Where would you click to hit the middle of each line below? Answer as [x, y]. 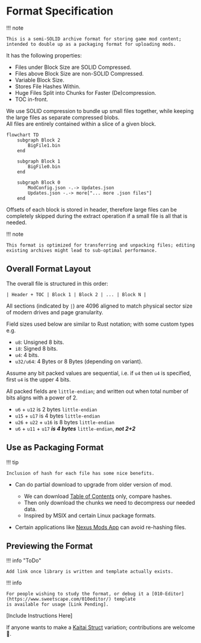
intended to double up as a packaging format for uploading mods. [91, 44]
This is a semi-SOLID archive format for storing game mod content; [94, 39]
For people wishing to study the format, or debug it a [78, 594]
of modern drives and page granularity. [55, 312]
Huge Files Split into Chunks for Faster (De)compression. [85, 92]
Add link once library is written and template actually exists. [90, 572]
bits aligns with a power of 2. [42, 398]
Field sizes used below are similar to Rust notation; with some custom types [100, 324]
